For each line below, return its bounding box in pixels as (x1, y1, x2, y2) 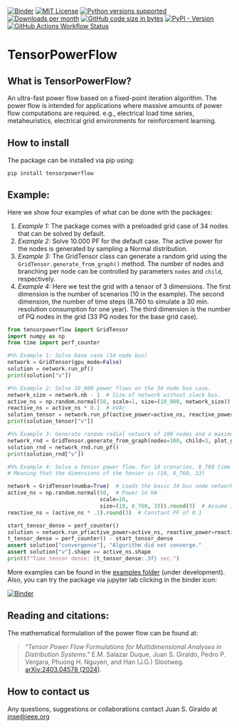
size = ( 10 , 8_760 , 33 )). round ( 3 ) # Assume (99, 502, 228, 510)
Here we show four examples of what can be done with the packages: (7, 208, 213, 216)
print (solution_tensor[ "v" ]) (7, 418, 94, 425)
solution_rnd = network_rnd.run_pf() (7, 444, 119, 451)
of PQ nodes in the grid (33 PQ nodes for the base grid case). (17, 312, 198, 321)
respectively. (17, 274, 55, 283)
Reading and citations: (7, 610, 110, 622)
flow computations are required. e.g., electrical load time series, (7, 109, 195, 117)
